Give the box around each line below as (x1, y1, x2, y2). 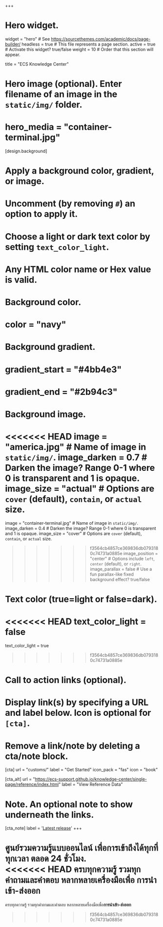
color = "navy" (5, 319, 66, 330)
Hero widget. (5, 20, 59, 31)
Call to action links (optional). (5, 675, 127, 686)
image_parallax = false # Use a (90, 566, 152, 572)
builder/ (5, 41, 21, 47)
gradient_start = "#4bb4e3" (5, 364, 122, 375)
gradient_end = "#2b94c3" (5, 386, 118, 397)
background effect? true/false (90, 576, 150, 582)
